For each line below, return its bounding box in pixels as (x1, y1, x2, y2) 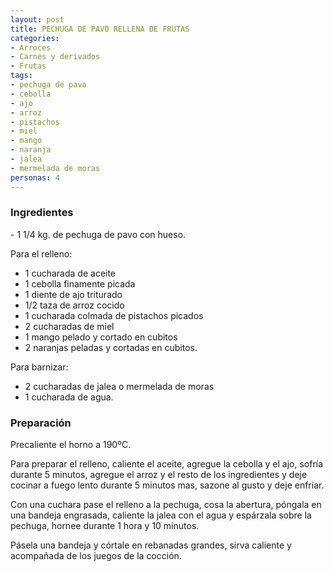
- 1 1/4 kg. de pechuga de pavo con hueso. (10, 228, 187, 240)
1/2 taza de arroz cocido (24, 299, 125, 311)
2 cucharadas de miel (24, 320, 115, 332)
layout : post (10, 14, 65, 25)
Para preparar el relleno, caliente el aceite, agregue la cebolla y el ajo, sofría (10, 458, 324, 470)
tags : (10, 71, 33, 81)
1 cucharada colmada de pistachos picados (24, 309, 204, 321)
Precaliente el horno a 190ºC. (10, 439, 132, 451)
